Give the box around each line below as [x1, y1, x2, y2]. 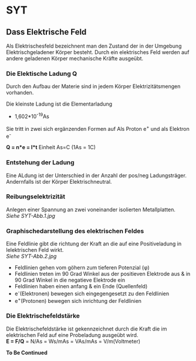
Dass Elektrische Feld [6, 27, 87, 37]
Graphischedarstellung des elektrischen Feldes [6, 227, 144, 235]
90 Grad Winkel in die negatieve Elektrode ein [14, 276, 125, 284]
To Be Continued [6, 349, 48, 356]
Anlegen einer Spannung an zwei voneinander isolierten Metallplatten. [6, 206, 176, 213]
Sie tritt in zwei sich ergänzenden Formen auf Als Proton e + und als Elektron [6, 124, 190, 132]
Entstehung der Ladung [6, 158, 75, 167]
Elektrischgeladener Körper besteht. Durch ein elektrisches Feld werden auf [6, 49, 190, 56]
